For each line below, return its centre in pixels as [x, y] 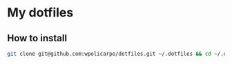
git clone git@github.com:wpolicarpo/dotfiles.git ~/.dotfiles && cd [109, 54]
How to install [37, 38]
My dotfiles [40, 13]
